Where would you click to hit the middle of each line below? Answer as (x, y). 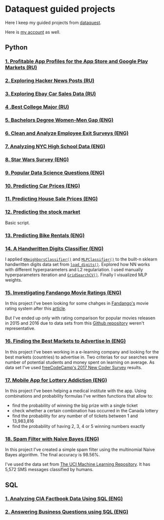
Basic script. (18, 223)
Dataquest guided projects (60, 9)
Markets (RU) (21, 68)
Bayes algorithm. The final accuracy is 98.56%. (52, 455)
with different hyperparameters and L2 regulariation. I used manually (74, 269)
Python (16, 47)
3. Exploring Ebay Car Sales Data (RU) (51, 94)
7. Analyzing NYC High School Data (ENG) (55, 146)
